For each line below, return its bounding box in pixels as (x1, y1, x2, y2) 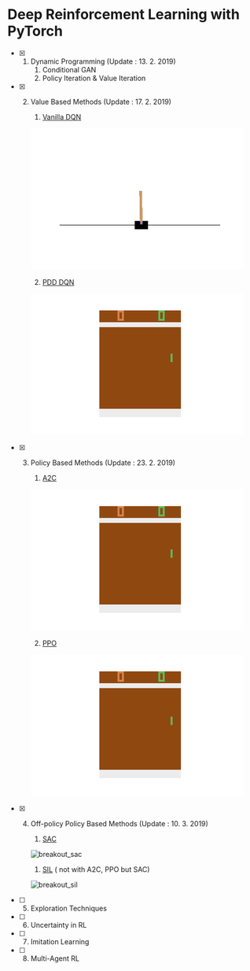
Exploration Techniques (30, 903, 108, 913)
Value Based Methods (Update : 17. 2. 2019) (30, 97, 172, 106)
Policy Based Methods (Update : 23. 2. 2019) (30, 458, 176, 467)
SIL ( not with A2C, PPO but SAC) (42, 864, 150, 874)
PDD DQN (42, 277, 75, 286)
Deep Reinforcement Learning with (7, 6, 241, 24)
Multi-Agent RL (30, 954, 80, 963)
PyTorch (7, 22, 64, 40)
